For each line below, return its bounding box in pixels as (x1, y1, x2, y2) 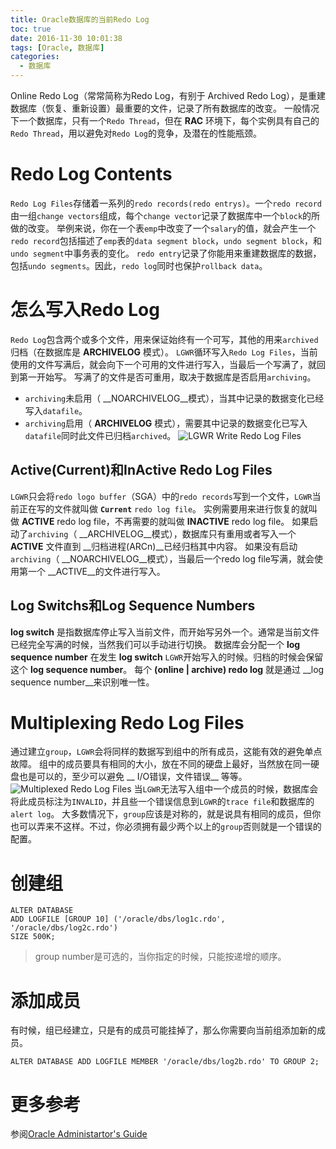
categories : (10, 52, 60, 62)
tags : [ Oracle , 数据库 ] (10, 42, 105, 53)
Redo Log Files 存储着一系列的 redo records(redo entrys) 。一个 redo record (10, 197, 322, 209)
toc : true (10, 24, 52, 34)
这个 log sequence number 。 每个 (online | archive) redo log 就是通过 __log (10, 663, 325, 675)
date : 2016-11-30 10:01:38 (10, 33, 123, 43)
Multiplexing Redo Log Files (10, 711, 245, 734)
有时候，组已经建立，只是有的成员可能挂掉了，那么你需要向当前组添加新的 (10, 1024, 317, 1036)
